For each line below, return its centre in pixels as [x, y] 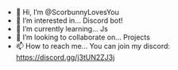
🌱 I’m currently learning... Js [62, 29]
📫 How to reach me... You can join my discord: [93, 46]
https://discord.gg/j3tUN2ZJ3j [65, 57]
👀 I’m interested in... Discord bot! [69, 20]
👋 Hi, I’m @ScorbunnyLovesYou [67, 12]
